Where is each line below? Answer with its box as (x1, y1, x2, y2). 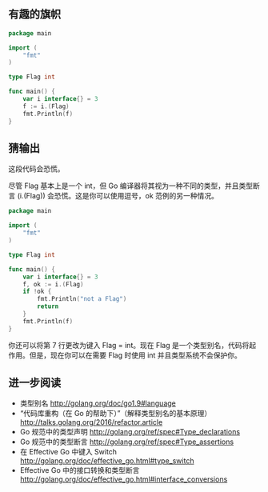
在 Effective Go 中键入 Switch (19, 447, 118, 457)
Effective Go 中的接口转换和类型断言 (19, 466, 140, 475)
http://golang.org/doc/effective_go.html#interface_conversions (19, 474, 228, 484)
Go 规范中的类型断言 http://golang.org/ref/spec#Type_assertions (19, 437, 234, 446)
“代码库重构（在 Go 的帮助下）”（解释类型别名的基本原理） (19, 409, 212, 418)
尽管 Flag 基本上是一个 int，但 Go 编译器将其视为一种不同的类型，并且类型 (8, 181, 254, 190)
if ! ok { (22, 287, 52, 296)
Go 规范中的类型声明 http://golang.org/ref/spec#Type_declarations (19, 427, 241, 437)
